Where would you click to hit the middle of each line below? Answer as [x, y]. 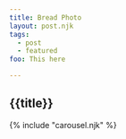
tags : [19, 34]
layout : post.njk [42, 26]
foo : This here [38, 59]
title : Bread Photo [46, 17]
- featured [38, 51]
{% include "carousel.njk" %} [63, 125]
